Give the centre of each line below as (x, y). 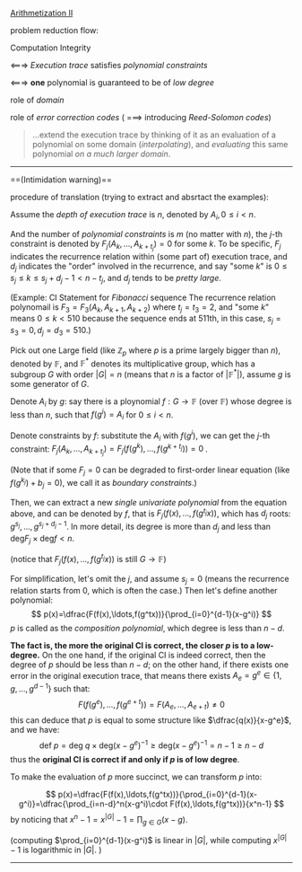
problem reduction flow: (55, 30)
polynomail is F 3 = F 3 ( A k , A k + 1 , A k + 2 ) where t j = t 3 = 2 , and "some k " (140, 308)
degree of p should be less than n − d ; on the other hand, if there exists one (150, 665)
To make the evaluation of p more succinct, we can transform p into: (136, 777)
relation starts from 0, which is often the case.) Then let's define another (144, 590)
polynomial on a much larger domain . (101, 154)
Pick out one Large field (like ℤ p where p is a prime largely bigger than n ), (146, 351)
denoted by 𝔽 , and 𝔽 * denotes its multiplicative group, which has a (133, 363)
